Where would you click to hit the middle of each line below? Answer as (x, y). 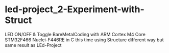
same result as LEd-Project (33, 45)
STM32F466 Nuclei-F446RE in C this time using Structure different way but (84, 40)
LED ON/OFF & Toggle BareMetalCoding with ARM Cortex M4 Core (75, 34)
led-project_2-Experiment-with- (75, 9)
